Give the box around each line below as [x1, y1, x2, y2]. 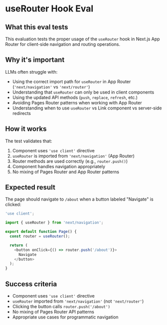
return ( [9, 242, 28, 248]
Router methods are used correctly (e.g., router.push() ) [12, 158, 128, 164]
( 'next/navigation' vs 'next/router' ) [12, 84, 90, 90]
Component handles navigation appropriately [12, 163, 106, 169]
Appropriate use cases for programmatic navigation [12, 314, 119, 320]
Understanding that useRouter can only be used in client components [12, 89, 155, 95]
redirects [12, 110, 31, 116]
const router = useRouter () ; [9, 234, 70, 239]
